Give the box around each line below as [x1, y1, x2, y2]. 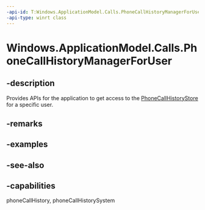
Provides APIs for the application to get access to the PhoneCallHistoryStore [6, 94, 198, 101]
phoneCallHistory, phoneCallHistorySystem [6, 197, 115, 205]
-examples [6, 139, 48, 150]
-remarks [6, 118, 43, 129]
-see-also [6, 160, 45, 170]
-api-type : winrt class [6, 15, 67, 21]
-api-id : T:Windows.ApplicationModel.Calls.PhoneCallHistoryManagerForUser [6, 9, 203, 15]
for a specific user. [6, 101, 54, 108]
